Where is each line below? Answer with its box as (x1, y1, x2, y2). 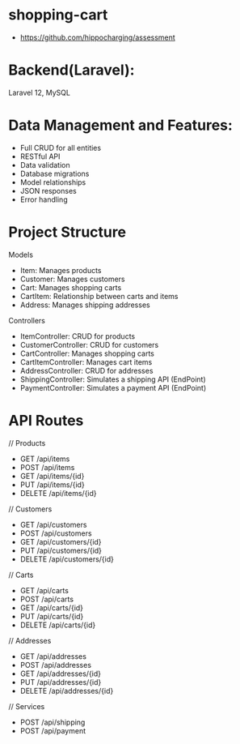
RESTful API (19, 152, 61, 161)
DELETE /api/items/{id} (19, 488, 97, 498)
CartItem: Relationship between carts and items (19, 291, 179, 301)
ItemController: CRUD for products (19, 331, 136, 341)
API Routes (8, 411, 84, 430)
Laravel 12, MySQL (8, 88, 71, 97)
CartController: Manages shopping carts (19, 348, 155, 358)
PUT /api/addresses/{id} (19, 677, 102, 686)
